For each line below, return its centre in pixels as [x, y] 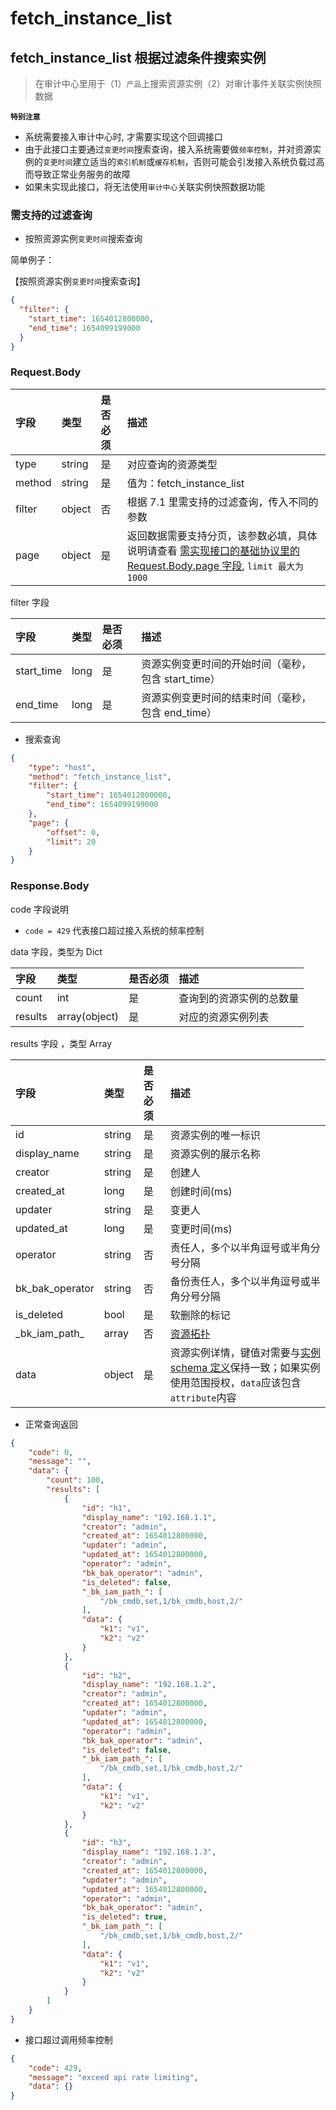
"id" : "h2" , [106, 1675]
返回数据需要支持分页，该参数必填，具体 [222, 535]
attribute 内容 [203, 1397]
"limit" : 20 [71, 842]
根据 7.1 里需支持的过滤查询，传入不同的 [222, 502]
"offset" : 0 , [73, 832]
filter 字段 [30, 602]
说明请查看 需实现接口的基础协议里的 [213, 550]
